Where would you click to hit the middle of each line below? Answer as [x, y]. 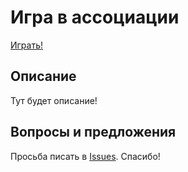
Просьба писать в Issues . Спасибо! [85, 156]
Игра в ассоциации [95, 17]
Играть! [27, 45]
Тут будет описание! [54, 100]
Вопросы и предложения [93, 132]
